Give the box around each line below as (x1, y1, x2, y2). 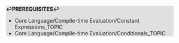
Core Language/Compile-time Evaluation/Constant (14, 17, 140, 24)
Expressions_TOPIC (14, 23, 63, 30)
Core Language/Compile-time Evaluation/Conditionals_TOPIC (14, 30, 166, 36)
